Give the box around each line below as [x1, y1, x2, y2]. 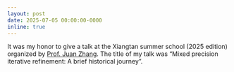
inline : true [7, 23, 46, 30]
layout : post [7, 10, 46, 17]
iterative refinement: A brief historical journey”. [7, 57, 143, 66]
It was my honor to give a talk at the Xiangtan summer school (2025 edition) [7, 43, 228, 51]
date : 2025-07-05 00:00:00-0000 [7, 17, 102, 24]
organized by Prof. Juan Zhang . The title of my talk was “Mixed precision [7, 50, 218, 58]
